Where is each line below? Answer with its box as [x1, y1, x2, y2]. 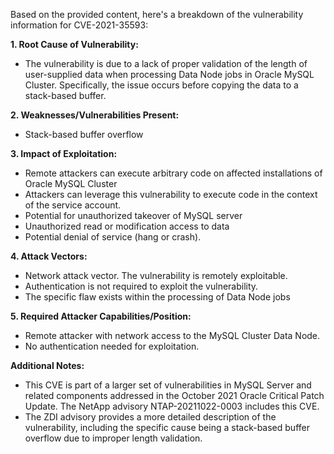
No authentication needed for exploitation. [24, 340, 200, 352]
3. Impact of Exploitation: [10, 148, 118, 159]
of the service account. [24, 199, 122, 211]
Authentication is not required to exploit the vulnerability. [24, 280, 259, 292]
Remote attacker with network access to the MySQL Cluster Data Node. [24, 330, 321, 341]
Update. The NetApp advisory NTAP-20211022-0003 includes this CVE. [24, 400, 320, 412]
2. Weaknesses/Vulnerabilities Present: [10, 109, 180, 121]
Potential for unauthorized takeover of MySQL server [24, 210, 243, 221]
